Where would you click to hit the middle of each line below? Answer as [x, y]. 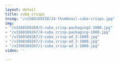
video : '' [15, 50]
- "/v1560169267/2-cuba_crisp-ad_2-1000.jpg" [52, 42]
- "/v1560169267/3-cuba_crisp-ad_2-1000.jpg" [52, 37]
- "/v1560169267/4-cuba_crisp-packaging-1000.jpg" [58, 32]
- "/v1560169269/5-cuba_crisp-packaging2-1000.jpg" [59, 28]
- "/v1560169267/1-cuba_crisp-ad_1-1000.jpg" [52, 46]
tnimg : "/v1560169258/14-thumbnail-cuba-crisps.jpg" [60, 19]
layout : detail [21, 10]
